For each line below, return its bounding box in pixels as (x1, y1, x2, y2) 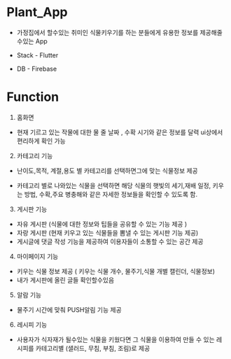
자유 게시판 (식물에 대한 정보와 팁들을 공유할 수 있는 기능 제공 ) (16, 220, 188, 228)
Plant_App (6, 4, 68, 20)
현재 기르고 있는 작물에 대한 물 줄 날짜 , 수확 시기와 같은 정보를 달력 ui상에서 (16, 127, 223, 136)
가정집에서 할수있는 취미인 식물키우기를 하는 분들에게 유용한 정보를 (16, 28, 199, 36)
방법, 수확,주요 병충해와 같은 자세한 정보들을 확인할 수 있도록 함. (24, 190, 197, 198)
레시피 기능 (16, 320, 48, 329)
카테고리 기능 (16, 151, 53, 160)
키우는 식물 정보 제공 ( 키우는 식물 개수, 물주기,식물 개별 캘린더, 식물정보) (16, 267, 215, 275)
